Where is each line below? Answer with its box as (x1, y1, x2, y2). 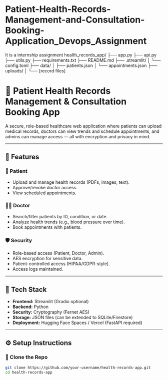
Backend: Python (12, 304, 49, 310)
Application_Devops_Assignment (5, 35, 147, 47)
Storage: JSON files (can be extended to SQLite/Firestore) (12, 314, 133, 320)
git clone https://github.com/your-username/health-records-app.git (5, 365, 151, 370)
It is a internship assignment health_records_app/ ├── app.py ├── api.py (5, 51, 156, 58)
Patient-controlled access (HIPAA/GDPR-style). (12, 261, 110, 267)
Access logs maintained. (12, 266, 63, 272)
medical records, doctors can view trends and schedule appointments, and (5, 128, 160, 134)
